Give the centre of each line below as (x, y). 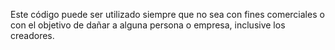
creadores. (32, 35)
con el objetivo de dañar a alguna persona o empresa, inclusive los (148, 25)
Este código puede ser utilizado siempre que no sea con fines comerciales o (167, 14)
